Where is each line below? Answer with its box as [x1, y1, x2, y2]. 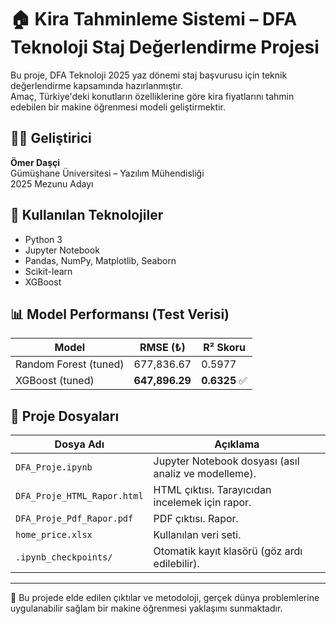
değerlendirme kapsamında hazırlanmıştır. [10, 79, 183, 91]
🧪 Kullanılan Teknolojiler [10, 207, 164, 224]
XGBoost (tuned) [15, 374, 95, 388]
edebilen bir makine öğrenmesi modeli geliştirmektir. [10, 101, 226, 113]
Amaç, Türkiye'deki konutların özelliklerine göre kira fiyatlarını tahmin [10, 90, 295, 102]
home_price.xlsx [15, 529, 93, 541]
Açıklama [214, 437, 260, 451]
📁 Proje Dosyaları [10, 407, 120, 425]
